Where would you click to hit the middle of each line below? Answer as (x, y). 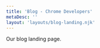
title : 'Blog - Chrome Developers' (49, 11)
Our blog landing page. (34, 39)
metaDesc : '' (22, 17)
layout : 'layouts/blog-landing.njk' (51, 22)
